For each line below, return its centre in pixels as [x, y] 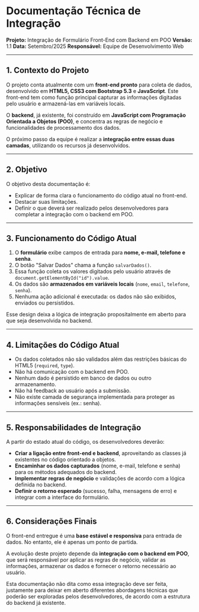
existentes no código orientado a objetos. [65, 459]
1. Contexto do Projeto [48, 70]
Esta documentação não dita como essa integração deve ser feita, [87, 584]
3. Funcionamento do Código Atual [71, 238]
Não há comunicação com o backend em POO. [72, 372]
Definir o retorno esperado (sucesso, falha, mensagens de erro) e [96, 491]
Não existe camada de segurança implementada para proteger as [95, 397]
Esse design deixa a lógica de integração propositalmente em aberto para [96, 315]
